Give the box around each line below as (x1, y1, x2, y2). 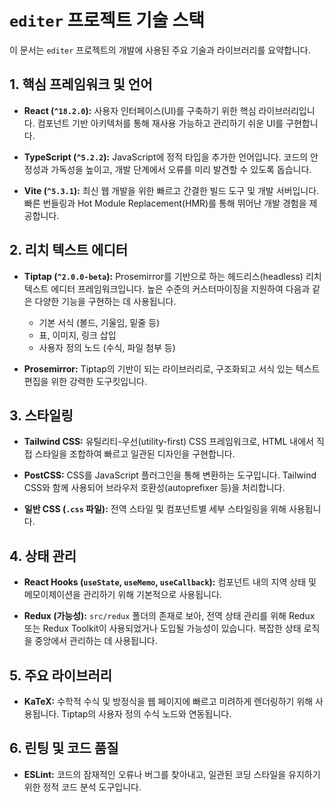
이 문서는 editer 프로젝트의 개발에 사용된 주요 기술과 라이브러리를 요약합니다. (9, 44, 311, 56)
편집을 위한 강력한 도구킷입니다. (23, 375, 147, 387)
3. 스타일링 (9, 407, 74, 424)
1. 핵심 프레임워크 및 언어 (9, 76, 153, 93)
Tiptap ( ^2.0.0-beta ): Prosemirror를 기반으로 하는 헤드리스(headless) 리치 (23, 270, 322, 282)
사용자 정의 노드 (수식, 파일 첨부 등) (38, 341, 176, 353)
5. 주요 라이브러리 (9, 667, 113, 684)
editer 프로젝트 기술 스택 (9, 9, 205, 32)
